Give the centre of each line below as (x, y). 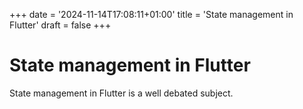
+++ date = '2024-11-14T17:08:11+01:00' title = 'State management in (151, 14)
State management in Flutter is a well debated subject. (121, 93)
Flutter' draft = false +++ (60, 25)
